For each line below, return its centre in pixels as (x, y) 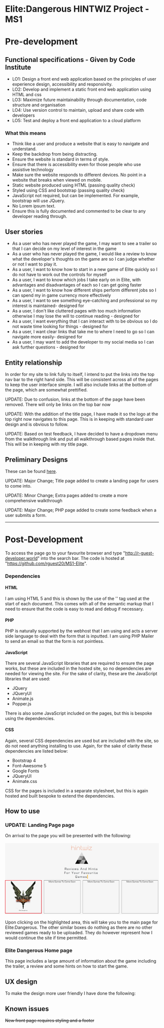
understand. (24, 149)
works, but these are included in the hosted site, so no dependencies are (78, 668)
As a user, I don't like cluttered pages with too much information (76, 311)
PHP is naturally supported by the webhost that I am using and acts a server (82, 631)
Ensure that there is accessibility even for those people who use (77, 164)
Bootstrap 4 (24, 761)
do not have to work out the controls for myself (59, 275)
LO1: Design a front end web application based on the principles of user (84, 79)
